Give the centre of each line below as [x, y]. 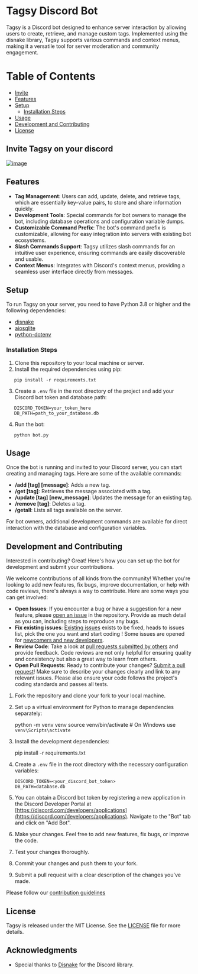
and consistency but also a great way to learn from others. [86, 659]
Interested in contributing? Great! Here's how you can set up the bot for [93, 561]
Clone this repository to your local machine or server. [79, 363]
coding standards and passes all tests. [61, 684]
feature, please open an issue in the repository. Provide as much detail [100, 615]
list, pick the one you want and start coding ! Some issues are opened [100, 634]
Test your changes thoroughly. [52, 852]
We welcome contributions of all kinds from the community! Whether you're [98, 578]
